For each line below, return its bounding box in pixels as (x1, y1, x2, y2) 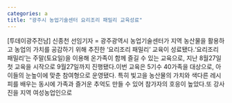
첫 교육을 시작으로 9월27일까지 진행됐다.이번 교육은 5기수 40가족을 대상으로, (7, 62, 215, 71)
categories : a (7, 10, 48, 17)
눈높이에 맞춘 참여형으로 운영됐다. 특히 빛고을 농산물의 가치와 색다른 (25, 71, 209, 79)
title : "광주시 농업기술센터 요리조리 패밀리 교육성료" (7, 17, 143, 24)
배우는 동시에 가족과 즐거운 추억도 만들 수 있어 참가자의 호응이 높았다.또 (19, 79, 213, 88)
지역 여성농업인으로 (19, 88, 73, 97)
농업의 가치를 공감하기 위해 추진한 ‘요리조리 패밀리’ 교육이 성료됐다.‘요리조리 (14, 45, 220, 53)
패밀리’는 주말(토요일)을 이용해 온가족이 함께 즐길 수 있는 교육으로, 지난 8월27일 (7, 53, 222, 62)
